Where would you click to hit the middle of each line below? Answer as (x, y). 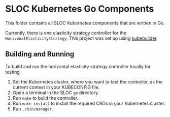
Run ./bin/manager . (33, 109)
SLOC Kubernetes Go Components (80, 9)
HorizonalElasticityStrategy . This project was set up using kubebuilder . (82, 38)
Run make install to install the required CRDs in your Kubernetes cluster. (89, 103)
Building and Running (40, 54)
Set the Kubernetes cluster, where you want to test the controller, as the (88, 81)
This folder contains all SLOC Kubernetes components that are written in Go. (85, 23)
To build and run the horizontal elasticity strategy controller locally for (78, 66)
